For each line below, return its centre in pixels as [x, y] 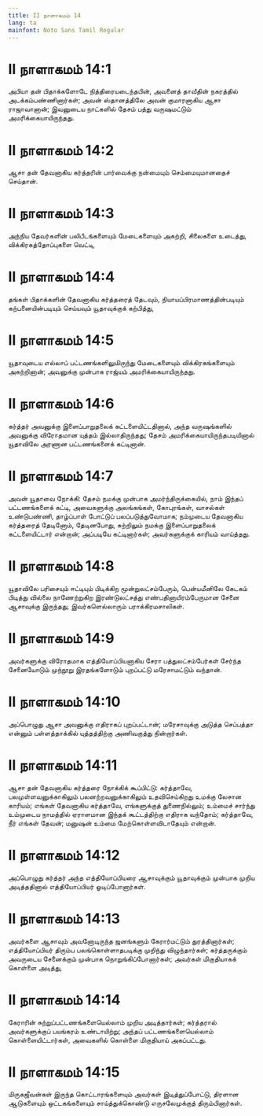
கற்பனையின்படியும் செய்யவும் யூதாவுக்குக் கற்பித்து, [81, 309]
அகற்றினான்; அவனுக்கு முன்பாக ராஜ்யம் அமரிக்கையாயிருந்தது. [102, 371]
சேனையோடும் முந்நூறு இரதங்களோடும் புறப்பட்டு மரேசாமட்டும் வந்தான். [115, 669]
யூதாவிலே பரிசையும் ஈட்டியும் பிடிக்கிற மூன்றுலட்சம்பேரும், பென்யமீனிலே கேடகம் [128, 588]
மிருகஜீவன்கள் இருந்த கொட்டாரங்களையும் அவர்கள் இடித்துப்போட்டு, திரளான [124, 1094]
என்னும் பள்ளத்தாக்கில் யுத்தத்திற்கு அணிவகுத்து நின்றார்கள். [98, 733]
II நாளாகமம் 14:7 [61, 476]
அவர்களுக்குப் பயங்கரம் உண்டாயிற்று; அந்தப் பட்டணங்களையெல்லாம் [111, 1031]
